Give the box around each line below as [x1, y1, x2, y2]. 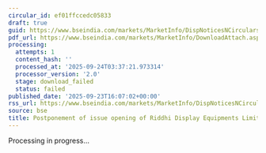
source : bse [8, 107, 47, 115]
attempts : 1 [15, 48, 55, 56]
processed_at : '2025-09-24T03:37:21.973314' [15, 63, 165, 71]
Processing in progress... [8, 136, 89, 145]
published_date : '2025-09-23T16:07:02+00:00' [8, 92, 161, 100]
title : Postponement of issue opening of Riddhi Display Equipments [8, 114, 239, 122]
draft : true [8, 19, 47, 27]
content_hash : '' [15, 56, 73, 64]
